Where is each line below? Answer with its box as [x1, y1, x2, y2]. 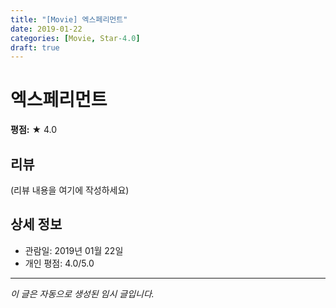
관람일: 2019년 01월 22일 [24, 244, 124, 256]
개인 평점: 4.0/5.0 [24, 257, 95, 269]
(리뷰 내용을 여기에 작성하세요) [10, 184, 130, 196]
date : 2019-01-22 [10, 24, 83, 34]
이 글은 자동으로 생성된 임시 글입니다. [10, 287, 155, 300]
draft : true [10, 42, 60, 53]
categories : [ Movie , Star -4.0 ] [10, 33, 141, 43]
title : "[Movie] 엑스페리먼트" [10, 14, 128, 25]
